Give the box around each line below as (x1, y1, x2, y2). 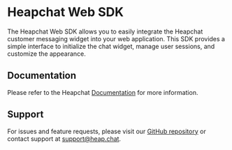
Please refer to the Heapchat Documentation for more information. (7, 88, 198, 96)
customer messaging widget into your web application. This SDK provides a (7, 34, 226, 43)
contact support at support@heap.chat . (7, 134, 121, 143)
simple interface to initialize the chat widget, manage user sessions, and (7, 42, 215, 50)
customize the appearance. (7, 50, 86, 58)
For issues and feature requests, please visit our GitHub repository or (7, 127, 206, 135)
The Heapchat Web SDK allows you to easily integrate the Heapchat (7, 27, 203, 36)
